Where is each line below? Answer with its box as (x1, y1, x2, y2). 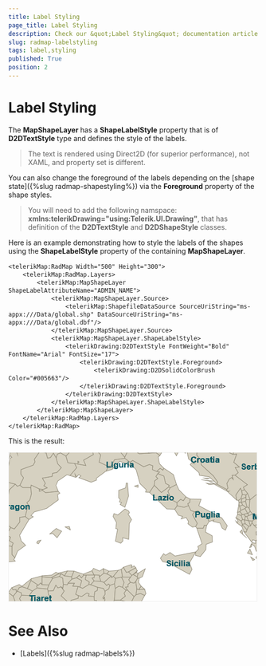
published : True (8, 55, 62, 63)
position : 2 (8, 64, 48, 72)
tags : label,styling (8, 46, 77, 55)
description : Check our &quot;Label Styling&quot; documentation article (8, 30, 259, 37)
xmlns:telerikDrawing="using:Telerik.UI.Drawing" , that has (27, 214, 229, 223)
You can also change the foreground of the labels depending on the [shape (8, 172, 255, 183)
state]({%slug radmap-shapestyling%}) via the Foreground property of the (8, 181, 255, 191)
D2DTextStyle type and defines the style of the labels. (8, 133, 187, 143)
